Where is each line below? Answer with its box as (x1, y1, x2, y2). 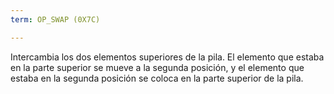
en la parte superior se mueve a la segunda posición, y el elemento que (10, 61, 305, 73)
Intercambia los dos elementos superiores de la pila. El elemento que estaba (10, 51, 325, 63)
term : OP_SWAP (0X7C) (10, 14, 101, 25)
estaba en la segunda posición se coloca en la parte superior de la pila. (10, 72, 304, 84)
